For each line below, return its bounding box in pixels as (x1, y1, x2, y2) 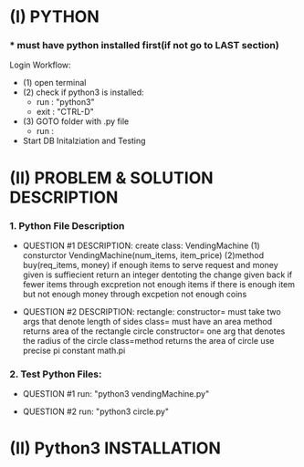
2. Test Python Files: (9, 368, 102, 380)
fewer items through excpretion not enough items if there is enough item (22, 278, 295, 289)
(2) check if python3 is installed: (22, 87, 144, 98)
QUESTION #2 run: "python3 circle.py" (22, 406, 170, 417)
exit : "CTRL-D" (36, 107, 94, 118)
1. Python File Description (9, 219, 125, 232)
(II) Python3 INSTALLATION (9, 438, 221, 459)
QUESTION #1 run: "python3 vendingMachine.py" (22, 389, 210, 400)
